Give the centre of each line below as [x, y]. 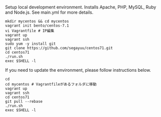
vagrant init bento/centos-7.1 [37, 26]
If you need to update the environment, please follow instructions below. [78, 70]
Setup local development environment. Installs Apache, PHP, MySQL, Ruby [80, 7]
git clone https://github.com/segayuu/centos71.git [59, 48]
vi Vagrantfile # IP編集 [30, 31]
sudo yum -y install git [30, 44]
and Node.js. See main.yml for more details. [49, 12]
